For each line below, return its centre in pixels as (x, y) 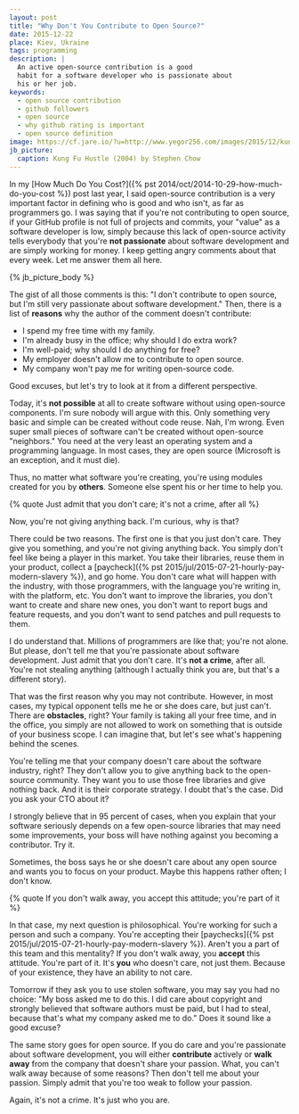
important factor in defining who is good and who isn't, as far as (127, 202)
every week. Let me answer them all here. (86, 260)
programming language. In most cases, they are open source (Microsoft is (145, 450)
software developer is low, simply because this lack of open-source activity (148, 231)
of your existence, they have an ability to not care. (101, 972)
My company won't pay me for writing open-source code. (128, 368)
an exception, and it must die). (65, 459)
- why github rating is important (81, 126)
